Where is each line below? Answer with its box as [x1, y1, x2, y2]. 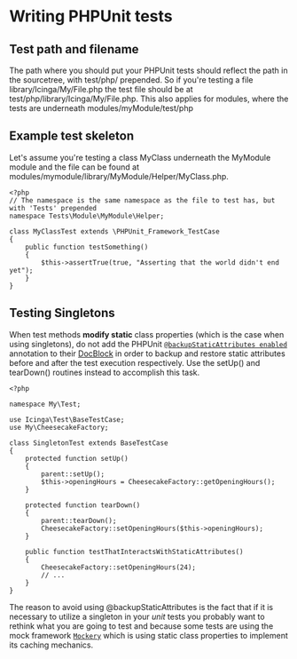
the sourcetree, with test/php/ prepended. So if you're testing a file [9, 75, 254, 85]
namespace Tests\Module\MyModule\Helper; [9, 211, 165, 220]
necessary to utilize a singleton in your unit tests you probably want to [9, 611, 265, 622]
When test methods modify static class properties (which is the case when [9, 329, 285, 339]
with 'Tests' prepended [9, 203, 98, 212]
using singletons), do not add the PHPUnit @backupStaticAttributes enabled [9, 338, 288, 349]
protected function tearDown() [25, 500, 141, 510]
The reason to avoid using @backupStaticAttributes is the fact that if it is [9, 601, 273, 612]
